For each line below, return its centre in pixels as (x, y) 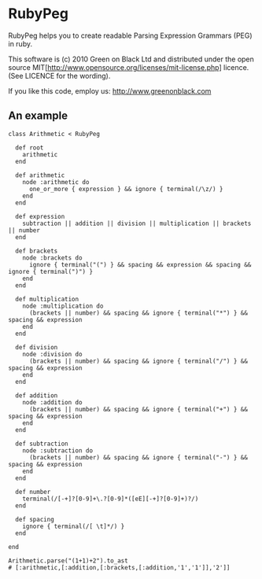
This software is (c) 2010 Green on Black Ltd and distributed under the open (131, 59)
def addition (37, 395)
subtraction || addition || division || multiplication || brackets (137, 223)
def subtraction (42, 444)
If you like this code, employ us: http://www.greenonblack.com (110, 90)
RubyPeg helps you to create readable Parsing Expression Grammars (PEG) (131, 35)
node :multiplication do (63, 306)
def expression (40, 216)
